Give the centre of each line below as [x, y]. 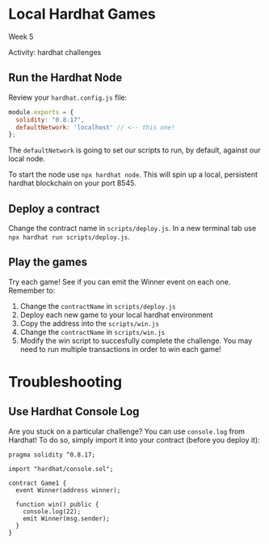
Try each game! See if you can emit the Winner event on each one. [120, 281]
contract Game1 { [38, 483]
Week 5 [21, 36]
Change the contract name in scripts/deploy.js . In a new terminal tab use [132, 229]
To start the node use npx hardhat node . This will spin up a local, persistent [133, 174]
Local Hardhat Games [82, 14]
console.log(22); [52, 512]
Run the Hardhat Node [65, 78]
